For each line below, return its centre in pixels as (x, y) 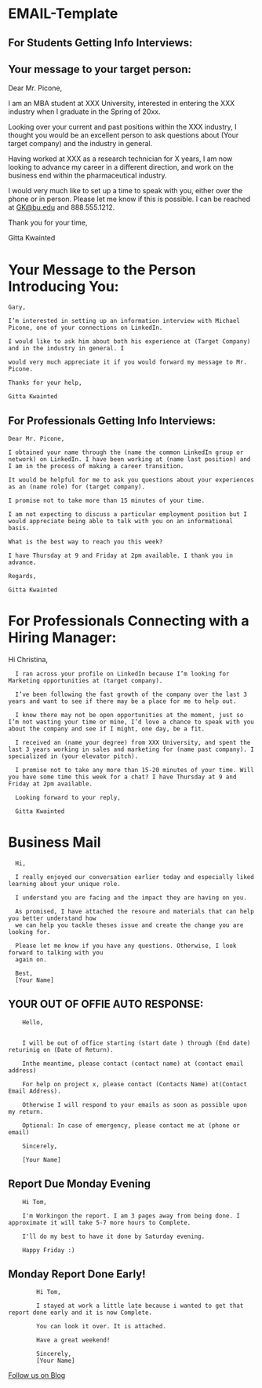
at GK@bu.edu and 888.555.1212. (62, 207)
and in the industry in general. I (66, 349)
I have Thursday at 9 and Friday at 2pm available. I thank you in (121, 556)
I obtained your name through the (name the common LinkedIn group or (126, 452)
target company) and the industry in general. (80, 144)
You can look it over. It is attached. (102, 1327)
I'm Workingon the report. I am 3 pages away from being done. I (131, 1216)
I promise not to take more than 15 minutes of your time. (107, 501)
